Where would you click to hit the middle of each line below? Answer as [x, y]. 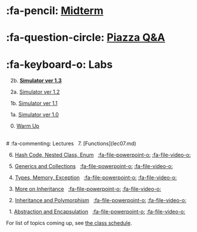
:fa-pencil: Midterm [55, 11]
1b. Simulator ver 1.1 [34, 103]
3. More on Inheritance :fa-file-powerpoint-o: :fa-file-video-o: [85, 189]
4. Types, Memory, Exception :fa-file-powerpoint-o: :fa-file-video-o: [93, 178]
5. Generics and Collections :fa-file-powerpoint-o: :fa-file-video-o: [91, 166]
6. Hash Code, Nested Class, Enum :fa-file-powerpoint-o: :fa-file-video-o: [100, 155]
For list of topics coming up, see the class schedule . [69, 223]
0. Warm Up [25, 126]
